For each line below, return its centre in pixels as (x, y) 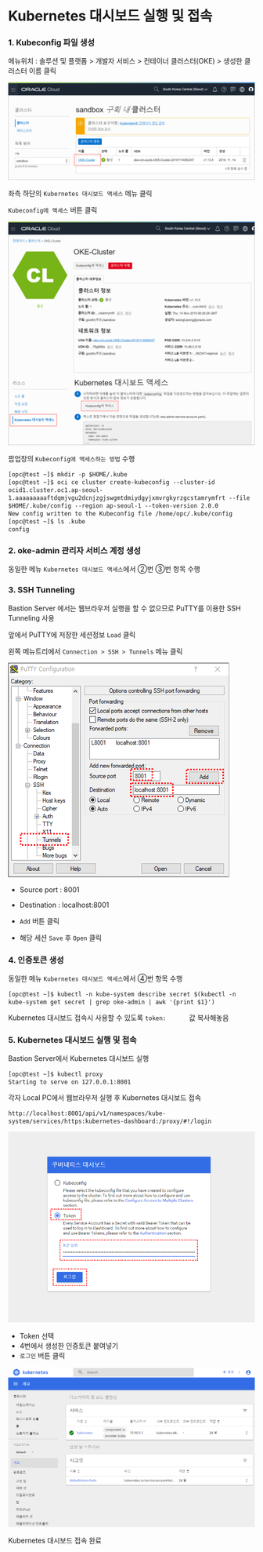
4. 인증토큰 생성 (36, 960)
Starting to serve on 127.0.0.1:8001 (70, 1082)
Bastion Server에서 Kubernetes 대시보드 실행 (79, 1058)
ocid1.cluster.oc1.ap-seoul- (56, 490)
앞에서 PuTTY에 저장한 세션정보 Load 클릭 (72, 634)
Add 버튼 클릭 (40, 921)
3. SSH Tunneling (41, 590)
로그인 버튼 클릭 (42, 1355)
